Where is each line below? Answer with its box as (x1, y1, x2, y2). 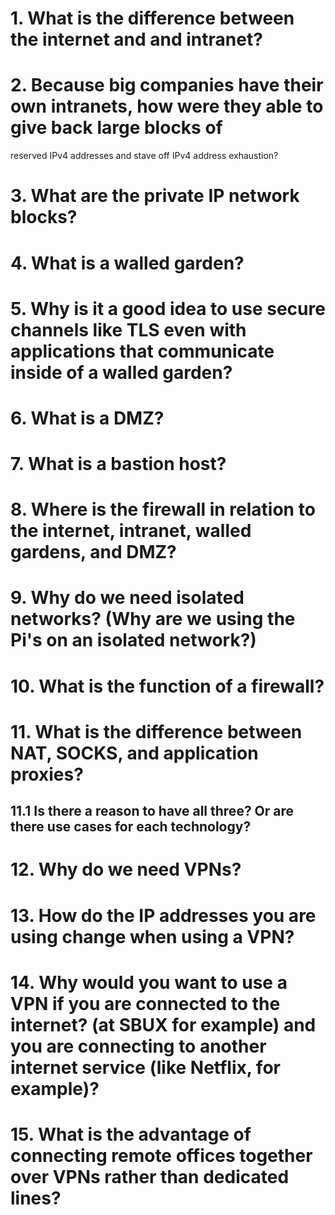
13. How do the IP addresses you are (10, 904, 317, 927)
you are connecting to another (10, 1035, 267, 1057)
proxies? (10, 763, 84, 786)
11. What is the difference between (10, 720, 303, 743)
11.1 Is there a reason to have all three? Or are (10, 803, 295, 820)
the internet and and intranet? (10, 28, 263, 51)
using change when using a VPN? (10, 925, 295, 948)
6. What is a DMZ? (10, 407, 165, 429)
